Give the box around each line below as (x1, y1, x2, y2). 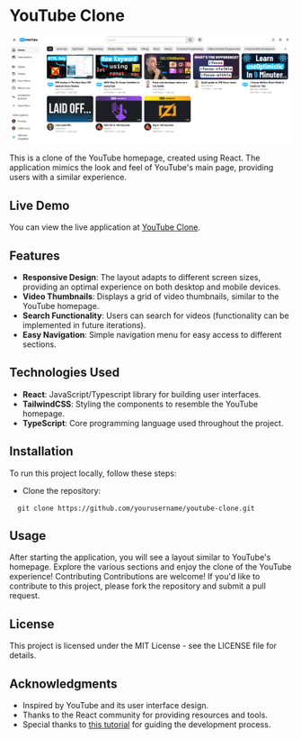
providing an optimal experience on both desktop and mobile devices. (22, 281, 281, 293)
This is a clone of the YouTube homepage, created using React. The (9, 152, 261, 163)
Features (9, 248, 60, 263)
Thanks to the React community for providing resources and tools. (22, 709, 268, 721)
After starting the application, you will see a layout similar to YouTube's (9, 552, 271, 563)
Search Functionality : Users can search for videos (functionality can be (22, 310, 289, 321)
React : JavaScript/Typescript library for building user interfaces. (22, 388, 261, 399)
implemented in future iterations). (22, 320, 146, 331)
